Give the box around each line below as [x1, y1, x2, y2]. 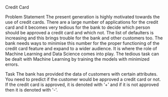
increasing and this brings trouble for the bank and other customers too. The [5, 35, 163, 41]
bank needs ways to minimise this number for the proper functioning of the [5, 40, 160, 46]
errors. [5, 62, 19, 67]
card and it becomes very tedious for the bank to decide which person [5, 24, 150, 30]
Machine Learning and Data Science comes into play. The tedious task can [5, 51, 159, 57]
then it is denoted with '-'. [5, 87, 58, 93]
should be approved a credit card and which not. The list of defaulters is [5, 30, 154, 35]
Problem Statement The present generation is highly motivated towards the [5, 14, 160, 19]
